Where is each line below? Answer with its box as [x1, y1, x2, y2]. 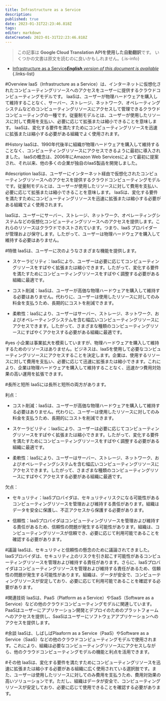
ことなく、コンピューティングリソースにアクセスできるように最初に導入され [5, 147, 161, 153]
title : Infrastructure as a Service [5, 7, 81, 12]
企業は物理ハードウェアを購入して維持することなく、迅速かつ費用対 [18, 364, 157, 371]
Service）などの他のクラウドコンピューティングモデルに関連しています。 [5, 601, 155, 607]
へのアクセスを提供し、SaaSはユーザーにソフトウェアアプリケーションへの [5, 613, 159, 619]
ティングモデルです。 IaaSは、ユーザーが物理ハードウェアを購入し [22, 93, 158, 100]
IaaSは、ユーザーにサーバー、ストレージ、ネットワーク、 [5, 212, 122, 218]
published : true [5, 16, 39, 21]
